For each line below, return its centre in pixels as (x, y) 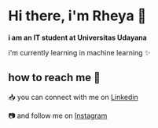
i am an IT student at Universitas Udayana (77, 37)
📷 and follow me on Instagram (58, 116)
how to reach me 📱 (54, 78)
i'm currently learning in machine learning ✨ (79, 52)
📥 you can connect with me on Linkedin (73, 97)
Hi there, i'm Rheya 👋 (77, 16)
